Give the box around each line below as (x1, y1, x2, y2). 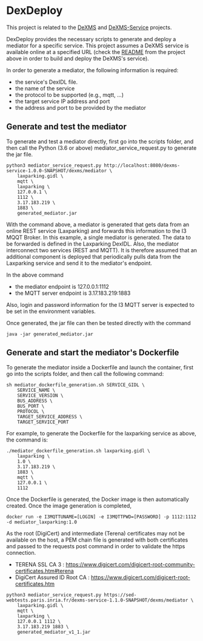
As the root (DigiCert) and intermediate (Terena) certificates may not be (6, 529, 185, 537)
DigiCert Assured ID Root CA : (15, 574, 90, 581)
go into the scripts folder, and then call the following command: (6, 370, 164, 377)
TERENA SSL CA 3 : (15, 560, 65, 568)
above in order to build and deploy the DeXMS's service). (6, 55, 150, 62)
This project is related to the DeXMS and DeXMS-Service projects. (6, 24, 172, 31)
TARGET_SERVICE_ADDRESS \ (17, 414, 83, 420)
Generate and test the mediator (6, 122, 127, 132)
